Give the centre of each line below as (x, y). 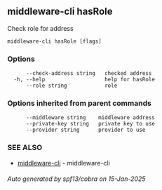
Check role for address (40, 28)
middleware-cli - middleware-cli (63, 163)
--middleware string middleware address (90, 118)
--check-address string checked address (89, 74)
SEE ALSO (25, 148)
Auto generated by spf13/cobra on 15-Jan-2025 (76, 179)
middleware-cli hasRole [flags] (54, 41)
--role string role (72, 86)
